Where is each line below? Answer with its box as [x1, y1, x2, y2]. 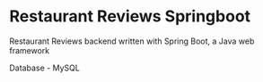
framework [9, 45, 50, 55]
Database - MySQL [9, 62, 81, 73]
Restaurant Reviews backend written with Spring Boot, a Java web [9, 36, 255, 46]
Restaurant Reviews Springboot [9, 6, 251, 27]
